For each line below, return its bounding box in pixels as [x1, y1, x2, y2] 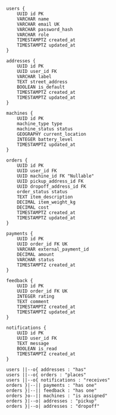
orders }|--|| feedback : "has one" [6, 387, 97, 393]
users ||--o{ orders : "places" [6, 372, 86, 378]
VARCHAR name [17, 16, 49, 22]
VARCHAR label [17, 74, 52, 80]
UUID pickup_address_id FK [17, 178, 84, 184]
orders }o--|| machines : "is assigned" [6, 393, 108, 399]
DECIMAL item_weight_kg [17, 199, 76, 205]
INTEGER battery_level [17, 136, 73, 142]
